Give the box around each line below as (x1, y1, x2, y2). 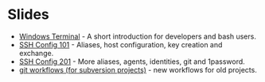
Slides (7, 6, 49, 24)
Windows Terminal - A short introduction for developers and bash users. (18, 32, 256, 41)
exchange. (18, 48, 54, 58)
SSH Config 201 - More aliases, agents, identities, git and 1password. (18, 57, 246, 66)
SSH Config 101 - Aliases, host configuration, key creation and (18, 39, 223, 49)
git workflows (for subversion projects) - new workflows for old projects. (18, 65, 258, 74)
